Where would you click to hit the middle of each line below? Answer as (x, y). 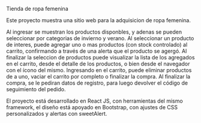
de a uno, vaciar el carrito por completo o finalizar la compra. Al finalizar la (98, 76)
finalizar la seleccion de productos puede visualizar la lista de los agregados (100, 57)
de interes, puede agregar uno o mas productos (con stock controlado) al (97, 45)
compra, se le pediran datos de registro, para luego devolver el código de (97, 83)
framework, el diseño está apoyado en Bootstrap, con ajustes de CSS (92, 107)
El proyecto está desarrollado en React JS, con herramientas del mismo (94, 101)
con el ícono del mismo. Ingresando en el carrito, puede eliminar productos (99, 70)
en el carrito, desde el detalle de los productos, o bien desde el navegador (98, 64)
